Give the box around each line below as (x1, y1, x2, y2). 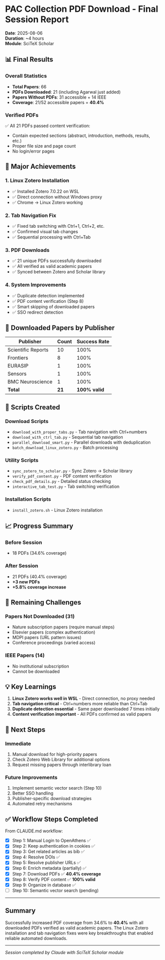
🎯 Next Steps (5, 725, 46, 734)
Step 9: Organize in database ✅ (12, 882, 76, 888)
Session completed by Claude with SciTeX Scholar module (5, 949, 124, 955)
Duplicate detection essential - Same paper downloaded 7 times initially (12, 706, 160, 712)
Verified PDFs (5, 111, 39, 118)
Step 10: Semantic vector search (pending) (12, 887, 99, 893)
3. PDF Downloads (5, 246, 50, 253)
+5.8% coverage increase (12, 584, 66, 590)
